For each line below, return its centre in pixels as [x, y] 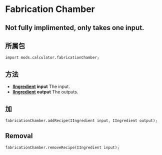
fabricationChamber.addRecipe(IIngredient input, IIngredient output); [81, 121]
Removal [19, 136]
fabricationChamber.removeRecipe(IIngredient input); [62, 147]
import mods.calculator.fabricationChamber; [52, 58]
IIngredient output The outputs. [45, 92]
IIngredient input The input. [41, 86]
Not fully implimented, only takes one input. [75, 28]
